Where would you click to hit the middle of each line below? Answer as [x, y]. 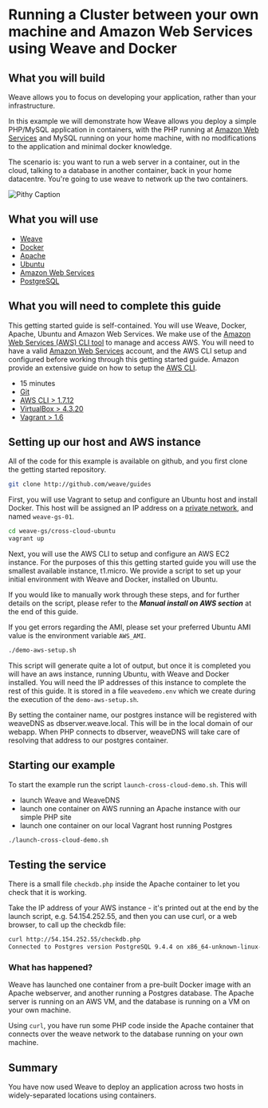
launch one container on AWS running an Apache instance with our [130, 808]
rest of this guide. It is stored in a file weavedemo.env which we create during [132, 691]
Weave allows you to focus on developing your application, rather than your [132, 97]
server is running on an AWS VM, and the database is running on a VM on [129, 1002]
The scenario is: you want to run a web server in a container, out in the [124, 162]
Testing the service [57, 865]
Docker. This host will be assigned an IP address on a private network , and [131, 508]
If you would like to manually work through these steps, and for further [124, 595]
